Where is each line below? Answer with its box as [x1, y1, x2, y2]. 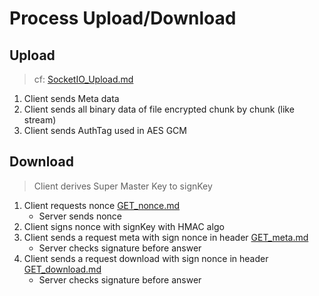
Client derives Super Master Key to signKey [33, 180, 213, 192]
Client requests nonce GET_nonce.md [23, 199, 181, 211]
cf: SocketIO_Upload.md [33, 73, 134, 85]
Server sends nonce [38, 210, 123, 222]
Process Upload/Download [9, 7, 237, 30]
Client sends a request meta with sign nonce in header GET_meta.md [23, 231, 309, 243]
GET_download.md [23, 263, 102, 275]
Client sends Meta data [23, 93, 120, 104]
